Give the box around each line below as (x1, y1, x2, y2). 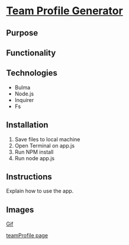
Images (6, 205, 34, 215)
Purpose (6, 28, 38, 38)
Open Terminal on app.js (14, 142, 75, 149)
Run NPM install (14, 148, 54, 155)
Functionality (6, 47, 56, 58)
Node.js (14, 90, 34, 97)
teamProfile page (6, 232, 49, 239)
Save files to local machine (14, 135, 80, 143)
